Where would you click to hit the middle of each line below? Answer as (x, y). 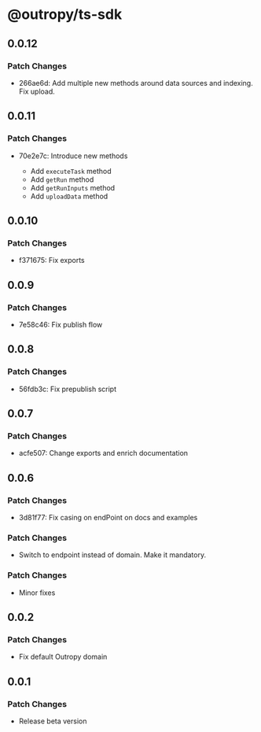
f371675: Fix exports (52, 261)
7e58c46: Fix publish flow (61, 324)
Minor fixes (37, 593)
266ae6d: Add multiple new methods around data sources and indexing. (136, 83)
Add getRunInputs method (73, 187)
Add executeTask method (71, 171)
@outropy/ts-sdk (65, 15)
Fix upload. (37, 91)
